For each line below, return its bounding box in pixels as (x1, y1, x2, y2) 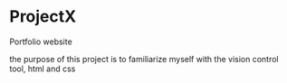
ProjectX (9, 6, 77, 27)
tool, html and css (9, 63, 76, 74)
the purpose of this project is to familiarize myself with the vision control (9, 53, 279, 64)
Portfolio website (9, 36, 72, 47)
